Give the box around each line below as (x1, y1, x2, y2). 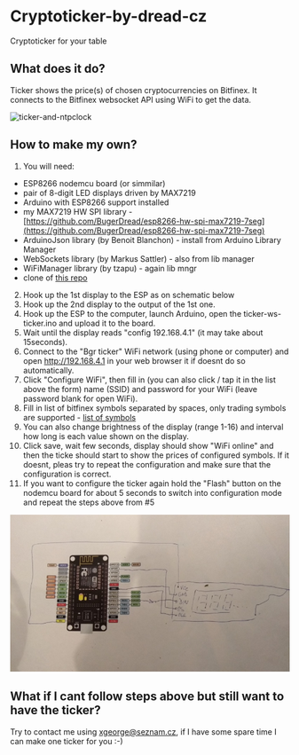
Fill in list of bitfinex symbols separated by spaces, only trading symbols (22, 402, 287, 413)
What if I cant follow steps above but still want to (10, 689, 285, 704)
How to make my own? (10, 138, 138, 153)
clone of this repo (22, 272, 88, 283)
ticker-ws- (243, 308, 282, 319)
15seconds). (22, 336, 68, 347)
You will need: (22, 161, 75, 171)
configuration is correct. (22, 468, 112, 479)
